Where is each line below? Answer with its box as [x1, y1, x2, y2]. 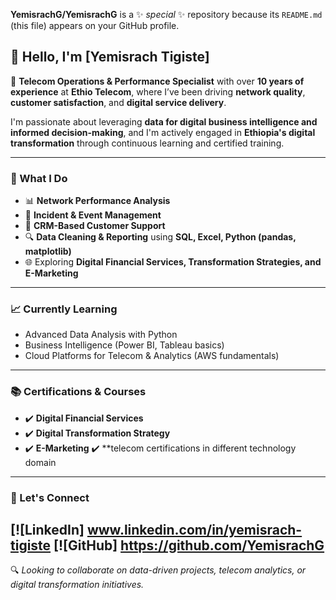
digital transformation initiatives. [10, 579, 145, 591]
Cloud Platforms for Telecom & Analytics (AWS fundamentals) [24, 350, 280, 362]
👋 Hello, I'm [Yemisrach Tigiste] [10, 49, 210, 66]
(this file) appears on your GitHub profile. [10, 20, 180, 31]
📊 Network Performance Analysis [24, 195, 171, 207]
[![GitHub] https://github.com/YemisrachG [53, 537, 325, 554]
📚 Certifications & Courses [10, 385, 147, 399]
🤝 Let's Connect [10, 490, 90, 504]
